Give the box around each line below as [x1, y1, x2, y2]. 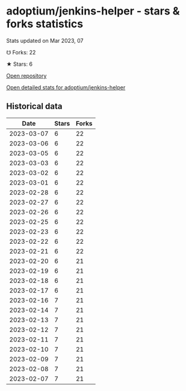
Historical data [6, 101, 63, 112]
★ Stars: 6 [6, 60, 33, 68]
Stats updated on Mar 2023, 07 [6, 37, 84, 44]
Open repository [6, 72, 47, 79]
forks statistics [6, 17, 83, 31]
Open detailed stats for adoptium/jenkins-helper [6, 83, 126, 91]
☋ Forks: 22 [6, 48, 36, 56]
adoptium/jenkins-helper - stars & [6, 4, 180, 18]
